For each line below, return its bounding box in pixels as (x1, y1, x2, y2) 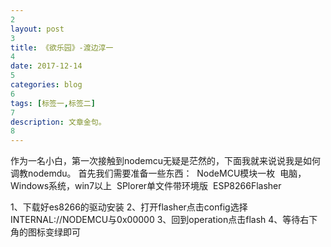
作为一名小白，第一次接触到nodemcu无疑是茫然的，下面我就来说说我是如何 (10, 155, 321, 167)
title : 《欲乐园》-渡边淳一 (10, 42, 114, 53)
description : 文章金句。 (10, 117, 107, 127)
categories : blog (10, 80, 83, 90)
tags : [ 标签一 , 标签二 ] (10, 98, 96, 108)
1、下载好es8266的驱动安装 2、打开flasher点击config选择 (10, 201, 248, 213)
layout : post (10, 24, 65, 34)
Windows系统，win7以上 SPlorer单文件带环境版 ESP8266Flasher (10, 180, 282, 192)
